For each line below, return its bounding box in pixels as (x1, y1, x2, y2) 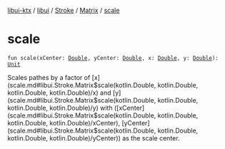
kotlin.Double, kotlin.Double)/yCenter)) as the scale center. (7, 133, 180, 142)
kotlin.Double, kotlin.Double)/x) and (7, 88, 112, 97)
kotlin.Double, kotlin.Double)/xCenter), (7, 118, 120, 127)
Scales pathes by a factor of (7, 73, 91, 81)
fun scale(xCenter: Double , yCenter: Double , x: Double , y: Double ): (7, 54, 219, 61)
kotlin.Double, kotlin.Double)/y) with (7, 103, 113, 112)
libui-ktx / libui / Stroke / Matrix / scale (7, 6, 120, 14)
